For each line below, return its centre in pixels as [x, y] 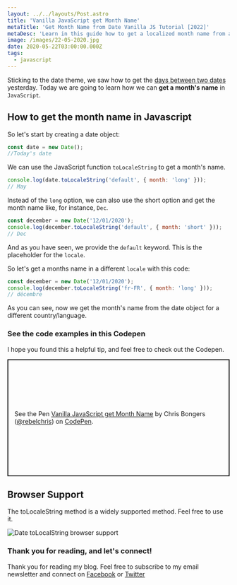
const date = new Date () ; [45, 147]
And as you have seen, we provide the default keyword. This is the [105, 247]
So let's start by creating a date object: [63, 134]
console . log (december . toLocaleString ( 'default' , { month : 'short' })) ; [115, 227]
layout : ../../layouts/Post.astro [58, 14]
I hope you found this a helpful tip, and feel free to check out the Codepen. [116, 349]
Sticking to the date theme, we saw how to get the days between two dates [117, 80]
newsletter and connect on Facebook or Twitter [76, 574]
